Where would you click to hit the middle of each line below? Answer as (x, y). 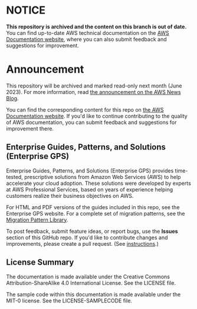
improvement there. (30, 128)
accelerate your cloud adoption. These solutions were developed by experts (99, 183)
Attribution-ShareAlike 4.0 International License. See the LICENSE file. (91, 283)
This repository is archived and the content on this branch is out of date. (96, 27)
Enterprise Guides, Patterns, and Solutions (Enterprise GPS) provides (90, 170)
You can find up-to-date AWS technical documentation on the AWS (88, 32)
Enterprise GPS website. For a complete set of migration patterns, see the (96, 213)
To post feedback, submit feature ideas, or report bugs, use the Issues (92, 231)
